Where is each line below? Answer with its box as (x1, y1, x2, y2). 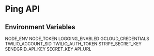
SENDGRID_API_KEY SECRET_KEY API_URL (5, 46, 92, 52)
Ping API (5, 3, 40, 15)
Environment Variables (5, 23, 76, 31)
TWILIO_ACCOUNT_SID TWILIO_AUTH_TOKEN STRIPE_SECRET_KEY (5, 41, 142, 47)
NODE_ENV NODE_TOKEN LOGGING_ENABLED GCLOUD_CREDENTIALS (5, 36, 149, 41)
